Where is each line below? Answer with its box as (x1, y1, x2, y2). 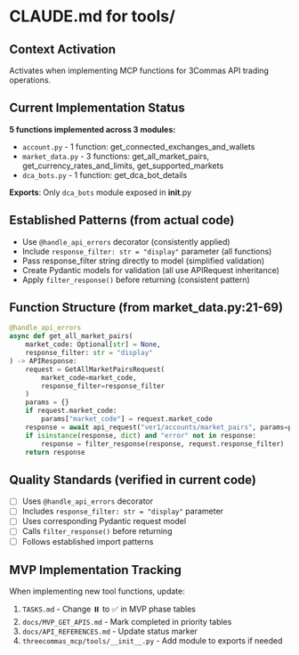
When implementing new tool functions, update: (9, 586, 185, 597)
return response (25, 448, 86, 457)
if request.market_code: (25, 407, 117, 416)
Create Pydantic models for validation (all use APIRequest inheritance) (21, 264, 280, 275)
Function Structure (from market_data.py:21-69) (9, 300, 283, 315)
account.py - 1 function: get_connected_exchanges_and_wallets (21, 141, 255, 152)
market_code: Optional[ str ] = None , (25, 340, 162, 349)
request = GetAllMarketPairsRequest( (25, 365, 166, 374)
